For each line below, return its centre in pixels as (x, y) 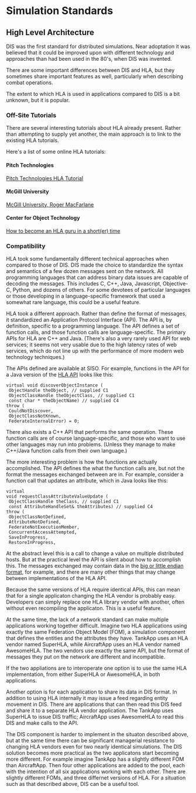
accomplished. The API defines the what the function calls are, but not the (96, 468)
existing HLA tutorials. (33, 140)
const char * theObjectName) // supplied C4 (63, 401)
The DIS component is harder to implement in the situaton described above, (97, 735)
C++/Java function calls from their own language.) (67, 451)
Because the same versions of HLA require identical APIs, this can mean (93, 589)
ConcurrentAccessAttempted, (43, 532)
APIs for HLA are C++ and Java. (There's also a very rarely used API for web (98, 339)
